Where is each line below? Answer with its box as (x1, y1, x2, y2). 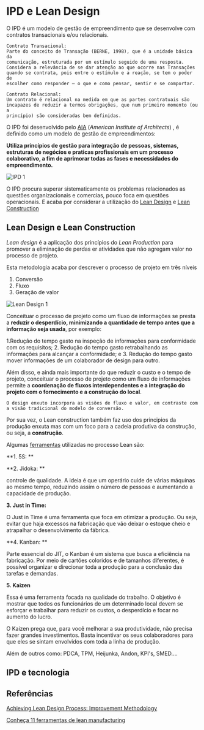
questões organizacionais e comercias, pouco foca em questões (6, 191, 169, 199)
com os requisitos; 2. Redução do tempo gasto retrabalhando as (6, 343, 168, 351)
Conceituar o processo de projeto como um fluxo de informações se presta (6, 312, 196, 319)
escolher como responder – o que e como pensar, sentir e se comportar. (6, 80, 195, 86)
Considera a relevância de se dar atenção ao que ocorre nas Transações (6, 64, 195, 70)
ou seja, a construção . (6, 429, 64, 436)
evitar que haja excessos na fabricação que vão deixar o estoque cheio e (6, 520, 191, 527)
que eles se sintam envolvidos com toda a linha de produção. (6, 637, 161, 645)
